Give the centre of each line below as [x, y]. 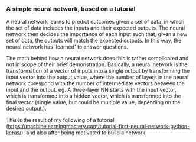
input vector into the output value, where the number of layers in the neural [97, 77]
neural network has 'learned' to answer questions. [67, 47]
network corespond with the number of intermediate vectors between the [95, 83]
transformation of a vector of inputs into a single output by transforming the [98, 71]
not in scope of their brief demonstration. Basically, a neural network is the [97, 64]
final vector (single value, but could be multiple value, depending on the [93, 102]
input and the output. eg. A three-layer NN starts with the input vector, [92, 90]
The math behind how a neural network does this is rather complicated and [97, 59]
